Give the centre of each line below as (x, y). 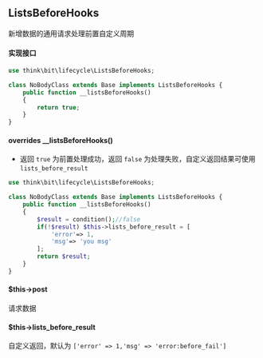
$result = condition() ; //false (89, 219)
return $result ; (64, 257)
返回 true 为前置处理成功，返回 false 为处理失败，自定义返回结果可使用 (137, 159)
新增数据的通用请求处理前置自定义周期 (71, 33)
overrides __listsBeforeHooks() (61, 140)
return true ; (59, 107)
